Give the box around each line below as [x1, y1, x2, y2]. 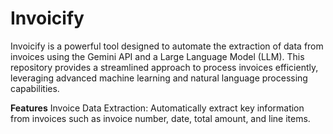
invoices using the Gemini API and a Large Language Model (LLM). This [10, 50, 305, 62]
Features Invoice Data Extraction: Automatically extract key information [10, 102, 305, 114]
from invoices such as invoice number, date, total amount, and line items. [10, 112, 311, 124]
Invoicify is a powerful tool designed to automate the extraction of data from [10, 40, 324, 52]
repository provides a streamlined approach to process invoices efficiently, [10, 61, 319, 73]
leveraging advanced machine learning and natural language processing [10, 72, 308, 84]
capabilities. [10, 82, 60, 94]
